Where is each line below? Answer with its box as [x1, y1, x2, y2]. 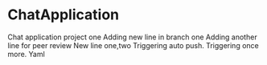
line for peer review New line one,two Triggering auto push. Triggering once [7, 40, 259, 50]
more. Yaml [7, 49, 45, 59]
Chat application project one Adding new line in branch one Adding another [7, 32, 258, 42]
